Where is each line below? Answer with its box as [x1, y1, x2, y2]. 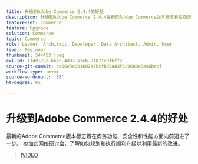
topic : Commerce [6, 36, 46, 42]
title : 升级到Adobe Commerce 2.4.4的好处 [6, 8, 104, 15]
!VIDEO [20, 151, 38, 159]
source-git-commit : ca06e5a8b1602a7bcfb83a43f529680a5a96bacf [6, 63, 162, 69]
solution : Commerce [6, 31, 54, 36]
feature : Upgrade [6, 25, 49, 31]
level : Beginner [6, 47, 46, 53]
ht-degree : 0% [6, 80, 41, 86]
